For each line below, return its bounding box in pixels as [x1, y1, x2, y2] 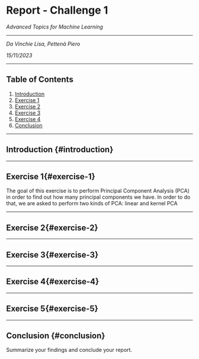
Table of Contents [6, 75, 74, 85]
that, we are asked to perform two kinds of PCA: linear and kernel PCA [6, 200, 178, 207]
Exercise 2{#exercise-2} [6, 223, 99, 233]
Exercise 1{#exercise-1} [6, 171, 96, 182]
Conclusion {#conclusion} [6, 331, 105, 341]
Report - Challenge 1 [6, 4, 108, 17]
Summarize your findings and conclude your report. [6, 347, 132, 354]
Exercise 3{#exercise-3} [6, 250, 99, 260]
